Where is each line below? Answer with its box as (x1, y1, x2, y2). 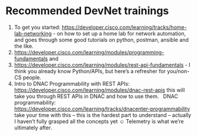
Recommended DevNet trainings (5, 4, 169, 18)
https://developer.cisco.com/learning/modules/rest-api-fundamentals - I (14, 61, 190, 68)
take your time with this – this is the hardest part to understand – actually (14, 111, 192, 119)
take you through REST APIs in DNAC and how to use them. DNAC (14, 93, 179, 100)
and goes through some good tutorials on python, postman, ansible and (14, 36, 189, 43)
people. (22, 74, 42, 81)
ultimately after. (14, 124, 53, 131)
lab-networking (14, 30, 52, 37)
